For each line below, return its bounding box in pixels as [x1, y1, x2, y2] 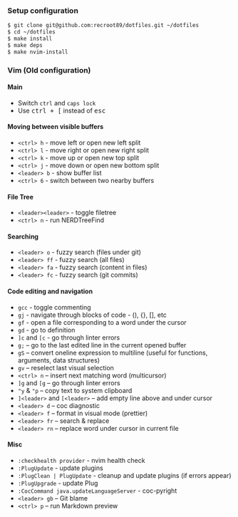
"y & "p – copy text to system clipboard [17, 386, 133, 395]
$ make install [7, 35, 53, 43]
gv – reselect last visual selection [17, 363, 114, 372]
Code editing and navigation [7, 287, 93, 296]
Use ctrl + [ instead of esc [17, 106, 106, 115]
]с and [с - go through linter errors [17, 333, 120, 342]
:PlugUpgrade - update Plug [17, 479, 98, 487]
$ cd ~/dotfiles [7, 28, 56, 36]
